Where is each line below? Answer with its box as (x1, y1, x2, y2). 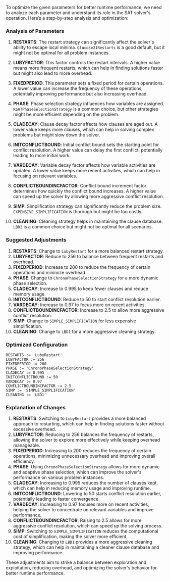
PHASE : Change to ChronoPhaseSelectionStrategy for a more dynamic (13, 275, 158, 281)
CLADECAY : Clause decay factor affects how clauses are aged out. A (13, 121, 158, 127)
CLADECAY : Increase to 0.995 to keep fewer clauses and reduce (13, 285, 148, 292)
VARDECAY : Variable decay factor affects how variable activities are (13, 162, 156, 168)
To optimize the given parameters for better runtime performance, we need (6, 5, 162, 10)
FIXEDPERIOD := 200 (6, 361, 47, 366)
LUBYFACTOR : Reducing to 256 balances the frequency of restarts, (13, 431, 154, 438)
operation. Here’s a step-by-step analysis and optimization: (6, 15, 129, 21)
